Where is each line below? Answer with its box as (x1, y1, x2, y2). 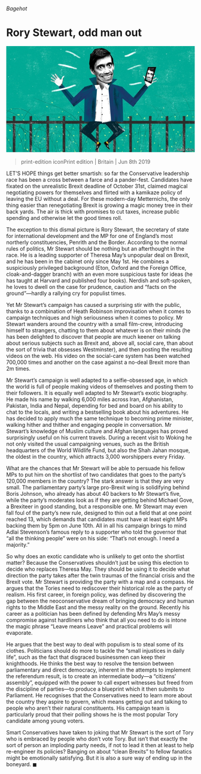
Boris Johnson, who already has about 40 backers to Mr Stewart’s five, (6, 490, 181, 498)
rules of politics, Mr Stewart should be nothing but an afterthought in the (6, 245, 184, 252)
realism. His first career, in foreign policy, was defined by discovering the (6, 591, 186, 598)
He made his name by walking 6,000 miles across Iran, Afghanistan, (6, 396, 173, 403)
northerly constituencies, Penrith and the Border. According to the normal (6, 239, 187, 246)
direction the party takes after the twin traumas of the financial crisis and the (6, 572, 195, 579)
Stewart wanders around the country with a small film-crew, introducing (6, 321, 184, 328)
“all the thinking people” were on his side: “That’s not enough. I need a (6, 535, 179, 542)
